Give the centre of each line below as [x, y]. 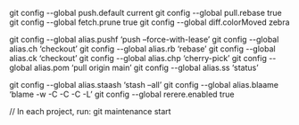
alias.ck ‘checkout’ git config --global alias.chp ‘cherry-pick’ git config [138, 58]
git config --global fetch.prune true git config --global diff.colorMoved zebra [149, 22]
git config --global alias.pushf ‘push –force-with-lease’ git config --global [144, 39]
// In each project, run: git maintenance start [90, 111]
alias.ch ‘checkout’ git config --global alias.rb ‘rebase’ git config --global [142, 49]
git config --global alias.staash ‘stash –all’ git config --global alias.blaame [144, 85]
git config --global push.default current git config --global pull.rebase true [146, 13]
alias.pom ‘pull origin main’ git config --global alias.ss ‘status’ [146, 67]
